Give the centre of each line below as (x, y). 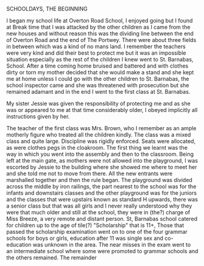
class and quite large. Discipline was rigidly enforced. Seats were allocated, (101, 141)
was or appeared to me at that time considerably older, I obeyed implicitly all (102, 110)
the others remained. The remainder (52, 257)
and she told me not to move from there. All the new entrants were (90, 173)
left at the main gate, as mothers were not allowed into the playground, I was (102, 160)
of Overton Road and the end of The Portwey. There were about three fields (101, 40)
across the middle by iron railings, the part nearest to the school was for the (101, 186)
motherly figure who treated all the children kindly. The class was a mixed (99, 135)
